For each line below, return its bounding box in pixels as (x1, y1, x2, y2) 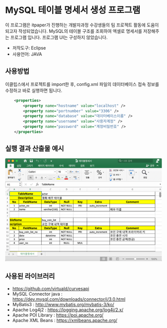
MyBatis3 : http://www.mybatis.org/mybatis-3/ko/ (12, 301, 114, 307)
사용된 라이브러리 (5, 272, 55, 281)
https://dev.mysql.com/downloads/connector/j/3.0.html (12, 296, 126, 302)
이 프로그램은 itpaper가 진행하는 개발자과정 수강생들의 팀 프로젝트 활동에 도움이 (5, 22, 159, 28)
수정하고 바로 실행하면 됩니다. (5, 87, 63, 93)
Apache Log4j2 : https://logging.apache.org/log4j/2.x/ (12, 307, 124, 313)
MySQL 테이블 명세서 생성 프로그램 (5, 4, 141, 16)
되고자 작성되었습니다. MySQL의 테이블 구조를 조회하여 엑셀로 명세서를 (5, 28, 143, 34)
